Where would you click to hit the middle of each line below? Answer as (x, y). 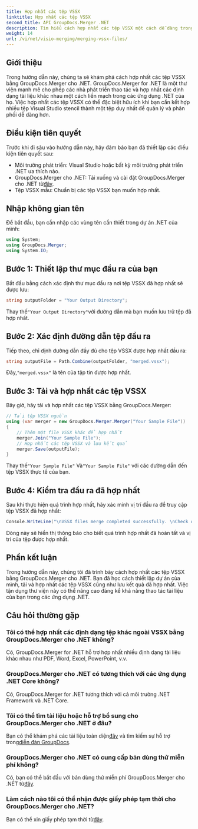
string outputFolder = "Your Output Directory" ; (67, 300)
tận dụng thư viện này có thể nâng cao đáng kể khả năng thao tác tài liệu (95, 590)
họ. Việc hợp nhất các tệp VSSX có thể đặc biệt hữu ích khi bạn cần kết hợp (98, 102)
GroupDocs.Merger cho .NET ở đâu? (59, 723)
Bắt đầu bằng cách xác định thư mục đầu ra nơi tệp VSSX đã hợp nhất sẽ (95, 283)
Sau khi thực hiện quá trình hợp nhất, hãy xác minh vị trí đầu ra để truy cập (97, 505)
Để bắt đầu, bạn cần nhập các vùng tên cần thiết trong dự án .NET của (92, 223)
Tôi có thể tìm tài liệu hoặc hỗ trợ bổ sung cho (72, 715)
